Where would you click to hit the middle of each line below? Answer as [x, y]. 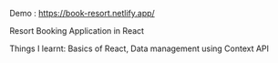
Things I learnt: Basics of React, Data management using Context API [139, 48]
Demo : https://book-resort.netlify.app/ [82, 13]
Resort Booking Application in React [77, 31]
